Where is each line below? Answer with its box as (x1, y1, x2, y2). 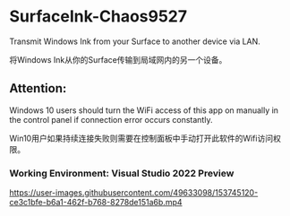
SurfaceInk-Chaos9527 (9, 6, 188, 27)
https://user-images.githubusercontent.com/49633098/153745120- (9, 187, 259, 198)
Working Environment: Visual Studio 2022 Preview (9, 167, 235, 179)
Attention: (9, 81, 67, 96)
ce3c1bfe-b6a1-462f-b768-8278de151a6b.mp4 (9, 197, 183, 208)
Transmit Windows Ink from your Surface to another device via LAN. (9, 36, 261, 47)
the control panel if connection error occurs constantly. (9, 114, 213, 125)
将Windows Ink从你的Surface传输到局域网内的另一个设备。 (9, 54, 227, 65)
